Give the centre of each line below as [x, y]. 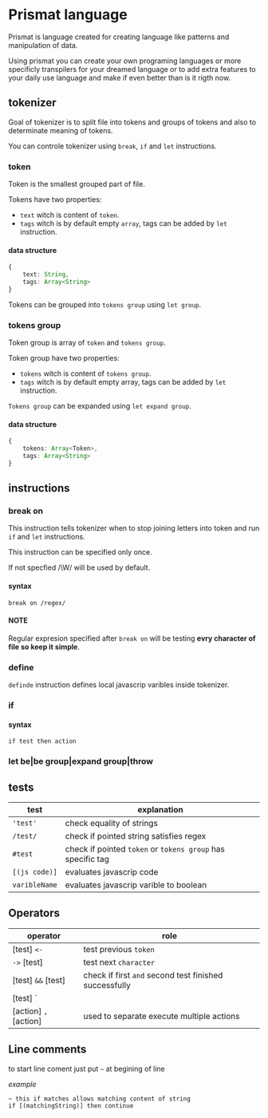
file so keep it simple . [44, 646]
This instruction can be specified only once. [81, 552]
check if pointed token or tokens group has [145, 849]
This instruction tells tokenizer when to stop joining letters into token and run [134, 528]
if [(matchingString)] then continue [71, 1106]
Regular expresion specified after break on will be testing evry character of [132, 638]
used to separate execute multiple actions [162, 1016]
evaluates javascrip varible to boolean [136, 885]
